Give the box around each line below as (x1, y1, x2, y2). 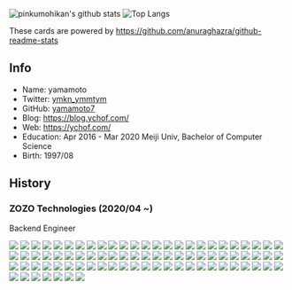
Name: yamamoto (21, 84, 87, 95)
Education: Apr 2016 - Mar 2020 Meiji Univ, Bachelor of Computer (21, 131, 263, 142)
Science (21, 140, 52, 151)
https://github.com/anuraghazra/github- (115, 26, 263, 35)
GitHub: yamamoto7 (21, 103, 96, 114)
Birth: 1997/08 (21, 150, 73, 161)
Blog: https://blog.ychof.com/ (21, 112, 130, 123)
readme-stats (9, 35, 59, 45)
